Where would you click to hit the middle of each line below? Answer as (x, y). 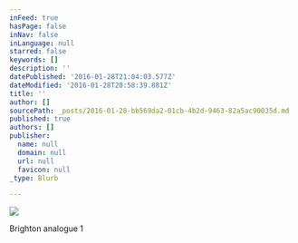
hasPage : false (38, 26)
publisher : (30, 136)
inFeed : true (34, 18)
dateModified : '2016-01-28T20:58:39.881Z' (91, 85)
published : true (40, 119)
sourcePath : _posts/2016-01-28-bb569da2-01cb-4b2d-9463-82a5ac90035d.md (149, 111)
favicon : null (44, 170)
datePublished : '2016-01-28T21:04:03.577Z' (93, 77)
